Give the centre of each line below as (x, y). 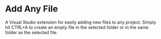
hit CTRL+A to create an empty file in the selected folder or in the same (77, 27)
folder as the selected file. (31, 32)
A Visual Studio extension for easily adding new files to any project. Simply (80, 22)
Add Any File (31, 9)
